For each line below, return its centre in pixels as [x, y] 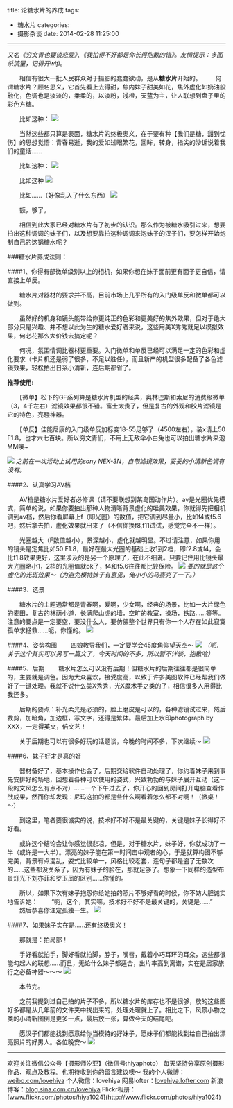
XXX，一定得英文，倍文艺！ [47, 726]
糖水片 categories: [43, 25]
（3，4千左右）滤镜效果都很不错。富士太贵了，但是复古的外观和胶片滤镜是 [114, 406]
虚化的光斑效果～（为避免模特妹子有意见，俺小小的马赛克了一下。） [103, 575]
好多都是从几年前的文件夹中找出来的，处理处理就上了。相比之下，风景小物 [113, 1010]
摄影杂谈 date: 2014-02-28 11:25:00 [68, 34]
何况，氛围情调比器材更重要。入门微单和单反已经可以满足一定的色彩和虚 [122, 350]
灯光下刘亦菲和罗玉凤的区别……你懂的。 [70, 878]
